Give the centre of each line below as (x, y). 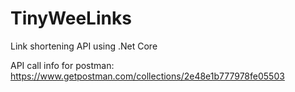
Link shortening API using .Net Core (84, 46)
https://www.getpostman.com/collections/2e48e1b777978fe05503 (147, 76)
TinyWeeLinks (71, 18)
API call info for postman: (62, 65)
